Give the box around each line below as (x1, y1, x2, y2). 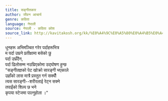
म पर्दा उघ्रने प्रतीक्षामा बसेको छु (5, 50, 51, 56)
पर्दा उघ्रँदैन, (5, 56, 23, 62)
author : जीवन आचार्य (5, 12, 41, 17)
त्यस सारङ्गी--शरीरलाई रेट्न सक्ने (5, 78, 60, 84)
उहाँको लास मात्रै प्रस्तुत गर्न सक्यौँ (5, 73, 56, 78)
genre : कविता (5, 17, 29, 22)
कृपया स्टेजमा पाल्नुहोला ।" (5, 90, 48, 95)
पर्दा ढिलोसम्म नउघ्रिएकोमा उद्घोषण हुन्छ (5, 61, 66, 67)
